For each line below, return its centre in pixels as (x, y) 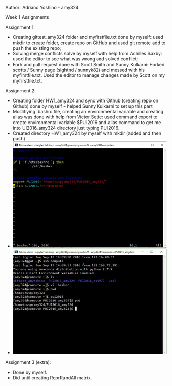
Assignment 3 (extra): (28, 362)
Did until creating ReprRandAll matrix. (52, 378)
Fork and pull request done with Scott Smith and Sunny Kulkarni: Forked (89, 64)
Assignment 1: (20, 27)
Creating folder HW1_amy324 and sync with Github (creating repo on (85, 100)
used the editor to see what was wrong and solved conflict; (75, 59)
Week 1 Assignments (27, 17)
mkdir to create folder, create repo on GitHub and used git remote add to (89, 43)
